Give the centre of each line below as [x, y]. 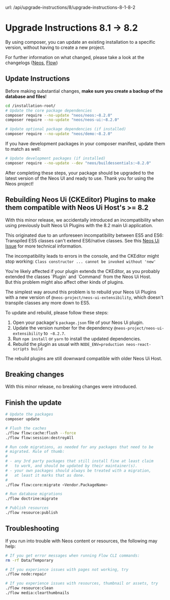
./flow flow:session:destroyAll [39, 438]
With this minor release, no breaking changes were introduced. [71, 387]
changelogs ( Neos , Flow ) [32, 63]
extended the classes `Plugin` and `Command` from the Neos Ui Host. [78, 277]
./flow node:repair [26, 574]
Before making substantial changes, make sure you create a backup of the [84, 91]
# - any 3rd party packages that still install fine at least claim [79, 461]
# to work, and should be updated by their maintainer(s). [72, 466]
